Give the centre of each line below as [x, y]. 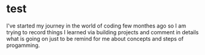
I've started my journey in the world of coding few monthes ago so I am [96, 26]
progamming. [23, 45]
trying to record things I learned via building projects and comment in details [102, 32]
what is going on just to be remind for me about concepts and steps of [95, 38]
